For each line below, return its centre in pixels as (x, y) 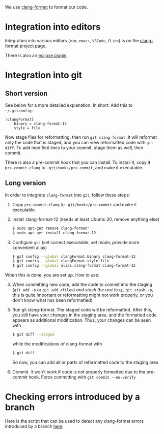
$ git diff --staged (33, 335)
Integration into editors (53, 27)
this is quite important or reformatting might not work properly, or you (82, 295)
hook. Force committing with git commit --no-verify (82, 377)
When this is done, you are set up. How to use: (52, 275)
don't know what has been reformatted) (52, 300)
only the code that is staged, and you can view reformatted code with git (79, 142)
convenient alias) (29, 248)
